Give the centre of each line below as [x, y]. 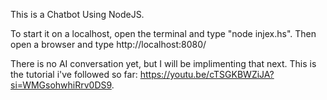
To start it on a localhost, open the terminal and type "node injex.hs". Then [163, 33]
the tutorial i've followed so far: [74, 74]
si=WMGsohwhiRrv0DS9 [61, 85]
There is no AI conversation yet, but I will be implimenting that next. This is [163, 63]
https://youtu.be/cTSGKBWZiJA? [207, 74]
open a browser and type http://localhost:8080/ [108, 44]
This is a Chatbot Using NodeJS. [77, 14]
